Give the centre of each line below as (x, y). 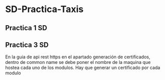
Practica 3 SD (27, 45)
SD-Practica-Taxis (44, 9)
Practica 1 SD (26, 28)
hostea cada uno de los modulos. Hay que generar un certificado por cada (83, 68)
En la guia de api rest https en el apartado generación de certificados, (78, 57)
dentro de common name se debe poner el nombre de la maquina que (78, 62)
